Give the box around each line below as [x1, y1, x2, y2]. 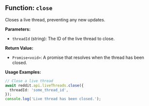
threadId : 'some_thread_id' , [9, 88, 69, 92]
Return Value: [5, 45, 34, 51]
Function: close [5, 4, 53, 12]
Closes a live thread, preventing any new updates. [5, 17, 106, 22]
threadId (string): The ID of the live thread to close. [12, 35, 115, 41]
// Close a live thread [5, 78, 54, 83]
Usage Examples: [5, 69, 41, 75]
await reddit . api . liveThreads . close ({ [5, 83, 84, 88]
